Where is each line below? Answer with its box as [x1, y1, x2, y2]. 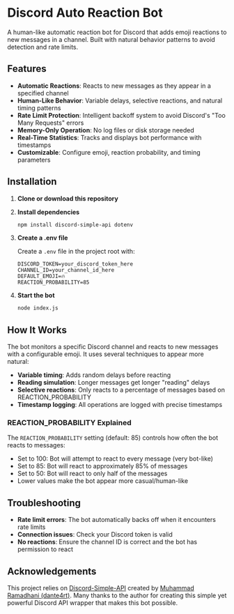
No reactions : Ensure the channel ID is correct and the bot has [17, 538, 197, 546]
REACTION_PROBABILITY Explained [7, 418, 132, 428]
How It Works [7, 324, 68, 336]
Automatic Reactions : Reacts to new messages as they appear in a [17, 82, 211, 90]
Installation [7, 176, 57, 187]
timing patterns [17, 103, 61, 112]
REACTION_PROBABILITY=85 [17, 279, 90, 286]
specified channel [17, 89, 69, 97]
